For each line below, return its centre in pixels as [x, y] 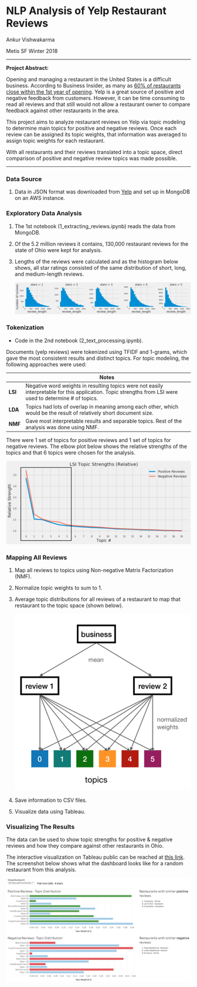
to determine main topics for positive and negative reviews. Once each [91, 128]
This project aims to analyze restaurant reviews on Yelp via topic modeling [96, 122]
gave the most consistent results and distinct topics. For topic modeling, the [98, 358]
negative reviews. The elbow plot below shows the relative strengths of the [97, 446]
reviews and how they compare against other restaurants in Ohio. [85, 845]
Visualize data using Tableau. [50, 811]
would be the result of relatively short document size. [89, 413]
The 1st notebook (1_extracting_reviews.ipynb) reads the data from [95, 226]
